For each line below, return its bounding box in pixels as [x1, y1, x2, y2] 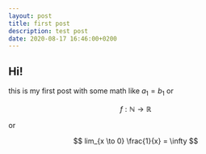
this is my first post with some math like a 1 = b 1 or [8, 86, 174, 97]
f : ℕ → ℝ [120, 104, 152, 113]
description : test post [8, 27, 89, 35]
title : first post [8, 19, 70, 28]
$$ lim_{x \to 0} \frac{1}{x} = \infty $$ [73, 135, 199, 146]
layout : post [8, 11, 53, 20]
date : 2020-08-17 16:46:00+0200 [8, 34, 117, 43]
